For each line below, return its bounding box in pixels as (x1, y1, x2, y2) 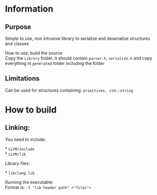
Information (5, 3, 53, 15)
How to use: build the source (5, 50, 63, 56)
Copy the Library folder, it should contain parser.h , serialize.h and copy (5, 55, 153, 61)
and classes (5, 41, 29, 47)
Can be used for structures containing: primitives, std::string (5, 87, 133, 93)
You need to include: (5, 136, 47, 142)
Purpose (5, 23, 31, 31)
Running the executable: (5, 179, 54, 185)
